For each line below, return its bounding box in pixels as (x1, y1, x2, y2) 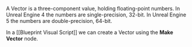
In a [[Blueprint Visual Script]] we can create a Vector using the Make (6, 29, 174, 36)
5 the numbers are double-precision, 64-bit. (6, 18, 112, 24)
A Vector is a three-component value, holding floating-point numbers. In (6, 5, 180, 12)
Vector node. (6, 35, 38, 42)
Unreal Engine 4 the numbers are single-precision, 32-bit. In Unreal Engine (6, 11, 186, 18)
